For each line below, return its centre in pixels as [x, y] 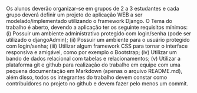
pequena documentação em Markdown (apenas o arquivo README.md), [94, 71]
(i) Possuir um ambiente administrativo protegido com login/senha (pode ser [99, 34]
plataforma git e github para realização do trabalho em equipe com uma [93, 65]
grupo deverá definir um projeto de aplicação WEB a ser [74, 15]
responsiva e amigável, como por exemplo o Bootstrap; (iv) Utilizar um [91, 52]
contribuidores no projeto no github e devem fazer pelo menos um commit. [97, 84]
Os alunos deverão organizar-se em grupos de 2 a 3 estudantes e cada [93, 9]
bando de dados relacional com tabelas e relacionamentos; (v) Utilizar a [93, 59]
